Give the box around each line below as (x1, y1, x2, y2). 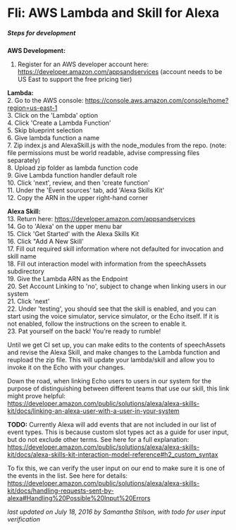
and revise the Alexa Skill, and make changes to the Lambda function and (7, 348, 221, 357)
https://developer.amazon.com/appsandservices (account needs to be (17, 68, 223, 76)
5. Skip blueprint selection (7, 126, 83, 135)
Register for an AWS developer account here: (17, 60, 149, 68)
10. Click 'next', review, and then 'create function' (7, 178, 150, 187)
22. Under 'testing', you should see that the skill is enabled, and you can (7, 304, 216, 313)
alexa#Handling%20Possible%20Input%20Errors (7, 494, 151, 503)
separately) (7, 156, 41, 165)
